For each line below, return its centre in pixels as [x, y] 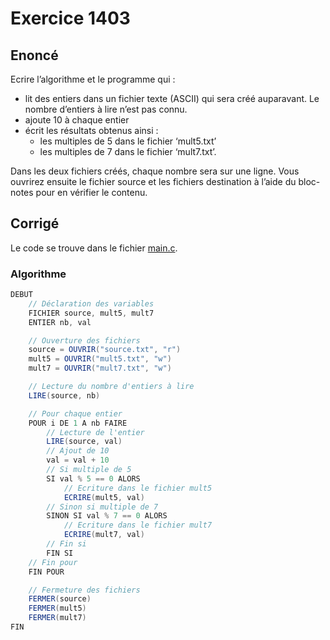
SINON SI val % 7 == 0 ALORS [107, 516]
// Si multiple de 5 [89, 470]
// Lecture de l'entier [95, 432]
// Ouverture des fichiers [84, 340]
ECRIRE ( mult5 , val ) [104, 497]
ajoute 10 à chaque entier [77, 120]
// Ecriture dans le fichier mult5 [138, 488]
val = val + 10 [78, 460]
